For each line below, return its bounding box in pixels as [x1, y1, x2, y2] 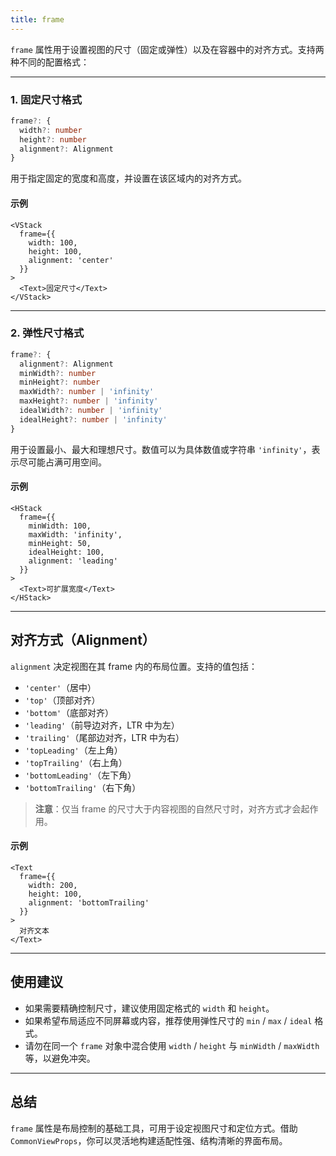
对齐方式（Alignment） [10, 632, 156, 649]
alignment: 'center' [28, 255, 114, 265]
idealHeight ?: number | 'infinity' [19, 414, 168, 425]
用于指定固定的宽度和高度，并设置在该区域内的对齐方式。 [10, 172, 247, 185]
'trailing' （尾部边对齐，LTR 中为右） [24, 731, 185, 743]
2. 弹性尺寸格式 [10, 326, 85, 340]
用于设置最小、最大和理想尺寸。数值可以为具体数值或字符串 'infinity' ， [10, 443, 312, 455]
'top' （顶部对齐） [24, 694, 101, 706]
